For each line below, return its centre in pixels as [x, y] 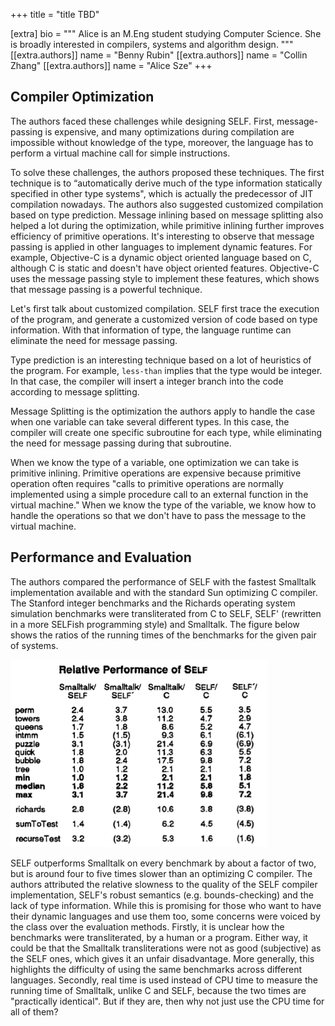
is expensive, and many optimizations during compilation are [169, 131]
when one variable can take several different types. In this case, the [150, 421]
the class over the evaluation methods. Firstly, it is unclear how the [147, 926]
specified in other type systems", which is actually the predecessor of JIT [162, 193]
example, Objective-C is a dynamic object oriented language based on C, [161, 257]
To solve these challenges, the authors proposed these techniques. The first [167, 172]
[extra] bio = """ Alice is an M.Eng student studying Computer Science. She [166, 33]
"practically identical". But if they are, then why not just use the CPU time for [167, 1001]
